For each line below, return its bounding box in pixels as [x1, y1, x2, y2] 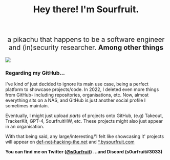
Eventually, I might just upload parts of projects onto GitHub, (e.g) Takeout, [5, 112, 163, 119]
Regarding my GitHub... [5, 69, 65, 76]
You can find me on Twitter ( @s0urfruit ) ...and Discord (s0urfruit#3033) [5, 149, 163, 155]
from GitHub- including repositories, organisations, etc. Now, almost [5, 92, 149, 98]
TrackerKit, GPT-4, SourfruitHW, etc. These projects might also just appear [5, 118, 163, 124]
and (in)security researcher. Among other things [8, 43, 164, 52]
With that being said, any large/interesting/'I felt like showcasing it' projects [5, 133, 164, 140]
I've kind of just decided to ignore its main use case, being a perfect [5, 81, 149, 87]
